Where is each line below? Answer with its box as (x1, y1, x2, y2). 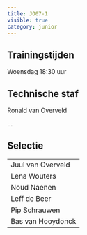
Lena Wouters (10, 171, 56, 181)
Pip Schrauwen (10, 205, 61, 215)
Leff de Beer (10, 193, 52, 203)
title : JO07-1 (7, 10, 49, 17)
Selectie (7, 140, 44, 152)
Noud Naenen (10, 182, 56, 192)
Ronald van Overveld (7, 106, 68, 114)
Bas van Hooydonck (10, 216, 77, 226)
